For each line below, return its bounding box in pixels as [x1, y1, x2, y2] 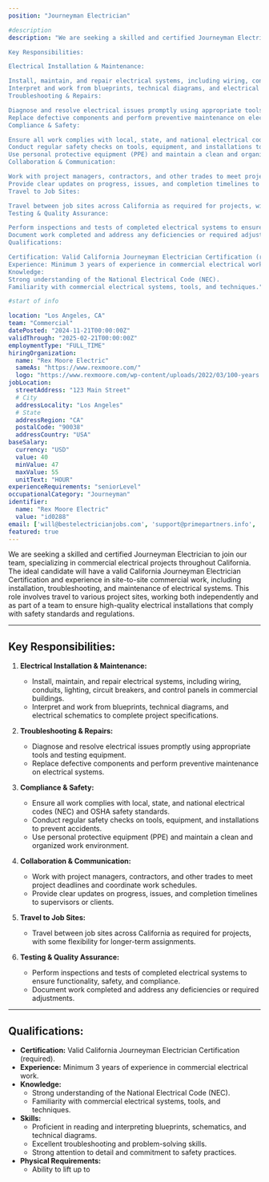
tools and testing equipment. [31, 750, 126, 760]
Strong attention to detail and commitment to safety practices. [31, 1148, 237, 1157]
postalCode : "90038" [15, 424, 84, 432]
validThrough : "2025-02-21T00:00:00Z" [8, 334, 138, 342]
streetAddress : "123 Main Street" [15, 386, 130, 394]
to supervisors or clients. [31, 898, 114, 907]
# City [15, 393, 38, 401]
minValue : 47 [15, 460, 59, 468]
